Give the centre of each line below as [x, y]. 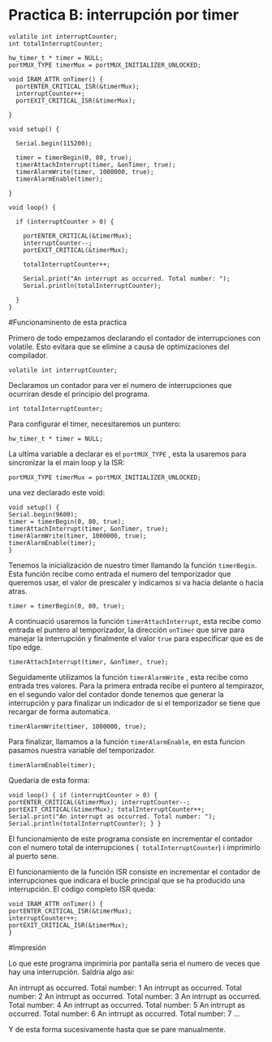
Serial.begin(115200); [54, 143]
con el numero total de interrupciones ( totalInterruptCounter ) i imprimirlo [135, 847]
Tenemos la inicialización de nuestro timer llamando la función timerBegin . [133, 565]
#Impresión [28, 947]
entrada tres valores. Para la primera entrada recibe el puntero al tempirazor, [136, 686]
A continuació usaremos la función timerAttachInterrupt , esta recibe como [135, 621]
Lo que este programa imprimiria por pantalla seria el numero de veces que [134, 963]
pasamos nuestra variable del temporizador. [82, 750]
